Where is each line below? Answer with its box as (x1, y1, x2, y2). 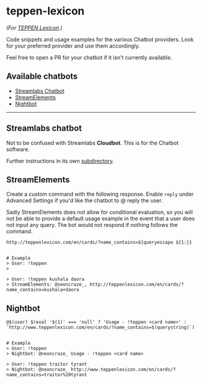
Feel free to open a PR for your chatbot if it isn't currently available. (6, 54, 173, 61)
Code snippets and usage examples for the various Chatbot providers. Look (6, 36, 194, 43)
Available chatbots (6, 71, 78, 82)
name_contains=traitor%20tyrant (6, 372, 87, 378)
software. (6, 146, 30, 153)
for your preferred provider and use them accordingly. (6, 42, 140, 49)
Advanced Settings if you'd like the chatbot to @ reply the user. (6, 197, 163, 204)
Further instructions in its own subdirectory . (6, 157, 114, 164)
